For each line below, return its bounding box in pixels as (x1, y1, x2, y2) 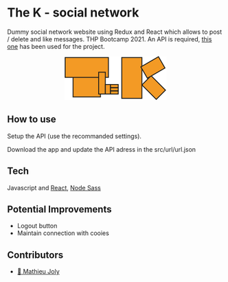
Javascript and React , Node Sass (7, 183, 102, 192)
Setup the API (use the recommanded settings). (7, 132, 142, 140)
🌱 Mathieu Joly (16, 268, 60, 276)
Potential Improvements (7, 203, 112, 215)
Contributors (7, 249, 64, 261)
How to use (7, 114, 56, 125)
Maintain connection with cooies (16, 229, 110, 237)
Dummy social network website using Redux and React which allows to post (7, 28, 223, 36)
